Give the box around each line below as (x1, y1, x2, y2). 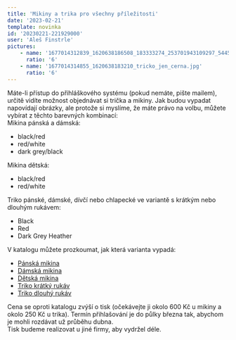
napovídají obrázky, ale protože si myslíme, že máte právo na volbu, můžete (7, 103, 226, 112)
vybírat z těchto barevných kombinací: (7, 111, 118, 120)
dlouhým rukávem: (7, 203, 61, 211)
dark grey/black (17, 147, 63, 156)
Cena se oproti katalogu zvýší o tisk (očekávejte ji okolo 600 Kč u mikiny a (7, 302, 222, 310)
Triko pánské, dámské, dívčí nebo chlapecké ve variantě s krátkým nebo (7, 195, 216, 204)
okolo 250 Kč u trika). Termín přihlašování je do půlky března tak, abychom (7, 310, 223, 318)
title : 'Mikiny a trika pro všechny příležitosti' (7, 10, 159, 18)
